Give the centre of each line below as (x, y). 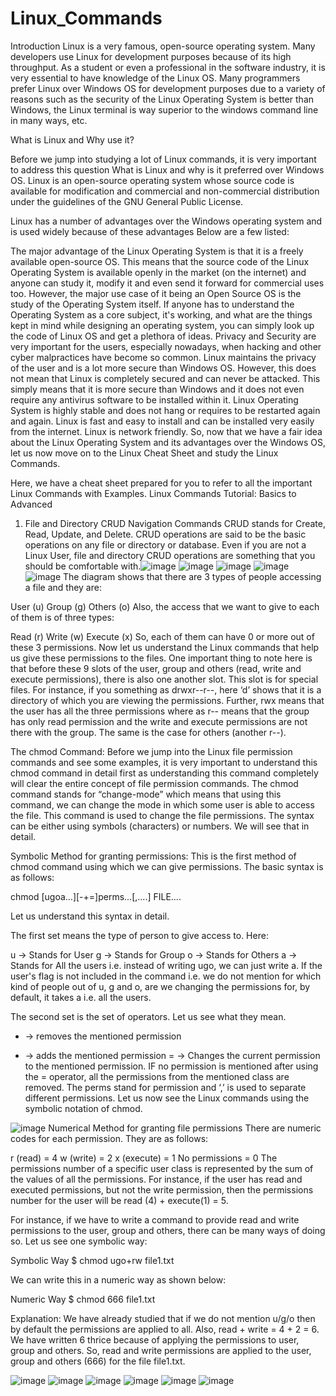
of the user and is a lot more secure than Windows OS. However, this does (163, 368)
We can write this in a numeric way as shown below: (118, 1279)
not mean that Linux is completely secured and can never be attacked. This (165, 378)
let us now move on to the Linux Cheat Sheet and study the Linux (144, 453)
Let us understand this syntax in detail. (90, 916)
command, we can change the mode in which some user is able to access (162, 804)
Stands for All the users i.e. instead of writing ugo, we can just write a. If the (166, 965)
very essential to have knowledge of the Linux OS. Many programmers (155, 78)
